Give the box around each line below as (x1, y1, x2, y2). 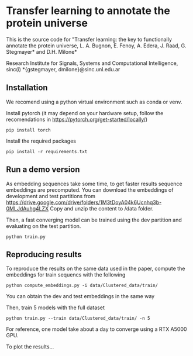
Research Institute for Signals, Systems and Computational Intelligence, (6, 60, 178, 67)
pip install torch (6, 127, 51, 133)
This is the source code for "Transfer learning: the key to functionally (6, 36, 173, 43)
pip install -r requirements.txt (6, 148, 88, 154)
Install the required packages (6, 137, 77, 144)
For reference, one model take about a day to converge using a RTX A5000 (6, 326, 187, 333)
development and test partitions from (6, 192, 95, 199)
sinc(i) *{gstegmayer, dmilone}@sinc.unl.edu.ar (6, 65, 120, 72)
